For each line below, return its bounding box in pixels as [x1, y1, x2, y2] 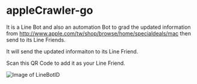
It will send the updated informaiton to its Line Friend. [6, 47, 139, 55]
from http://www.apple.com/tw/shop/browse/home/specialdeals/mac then [6, 29, 192, 37]
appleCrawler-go [6, 4, 93, 17]
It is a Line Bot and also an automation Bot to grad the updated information [6, 23, 191, 31]
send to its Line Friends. [6, 36, 66, 43]
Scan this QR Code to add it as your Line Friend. [6, 59, 125, 67]
